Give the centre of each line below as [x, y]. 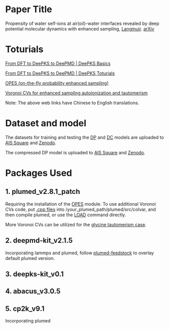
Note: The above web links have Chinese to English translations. [72, 103]
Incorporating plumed [28, 321]
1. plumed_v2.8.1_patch [43, 192]
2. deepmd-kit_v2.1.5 [39, 240]
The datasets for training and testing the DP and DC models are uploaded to [84, 137]
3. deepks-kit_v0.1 [35, 274]
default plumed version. [30, 258]
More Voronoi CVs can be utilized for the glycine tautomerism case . [76, 224]
